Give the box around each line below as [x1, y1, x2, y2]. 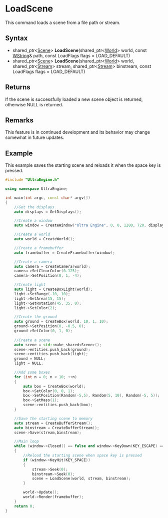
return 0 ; [14, 504, 35, 509]
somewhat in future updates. [5, 134, 64, 140]
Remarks [5, 116, 34, 124]
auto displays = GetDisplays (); [14, 209, 81, 214]
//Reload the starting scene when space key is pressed [23, 453, 142, 458]
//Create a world [14, 232, 50, 237]
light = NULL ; [14, 361, 43, 366]
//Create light [14, 282, 46, 287]
